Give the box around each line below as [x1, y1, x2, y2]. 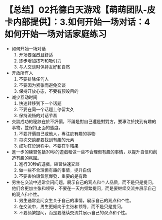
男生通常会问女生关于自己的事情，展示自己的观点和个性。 [18, 197, 134, 203]
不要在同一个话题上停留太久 [18, 106, 75, 112]
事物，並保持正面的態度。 [11, 124, 63, 130]
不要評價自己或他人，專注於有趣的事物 [18, 131, 96, 136]
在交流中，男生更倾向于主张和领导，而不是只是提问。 [18, 203, 126, 209]
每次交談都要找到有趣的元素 [18, 136, 75, 142]
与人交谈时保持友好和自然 [18, 64, 70, 69]
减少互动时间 [11, 94, 37, 100]
